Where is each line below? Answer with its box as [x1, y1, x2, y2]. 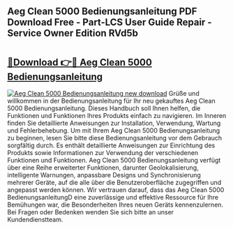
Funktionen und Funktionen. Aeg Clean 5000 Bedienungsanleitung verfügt [7, 156, 221, 164]
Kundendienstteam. [7, 216, 63, 223]
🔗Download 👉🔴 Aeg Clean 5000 [7, 56, 152, 68]
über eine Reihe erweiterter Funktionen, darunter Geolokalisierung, [7, 163, 199, 172]
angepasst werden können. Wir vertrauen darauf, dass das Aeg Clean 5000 [7, 186, 225, 194]
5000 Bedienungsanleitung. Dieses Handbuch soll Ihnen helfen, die [7, 104, 201, 112]
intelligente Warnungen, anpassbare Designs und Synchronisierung [7, 171, 201, 179]
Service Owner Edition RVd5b [7, 27, 138, 39]
